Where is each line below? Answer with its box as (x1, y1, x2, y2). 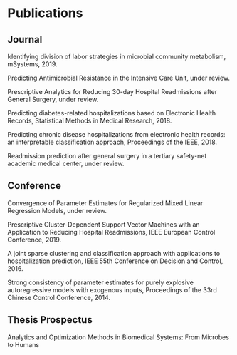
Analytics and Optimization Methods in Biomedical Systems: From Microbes (7, 333, 230, 341)
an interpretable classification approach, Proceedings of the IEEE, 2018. (7, 138, 218, 146)
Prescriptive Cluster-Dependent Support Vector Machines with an (7, 220, 201, 229)
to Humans (7, 340, 40, 349)
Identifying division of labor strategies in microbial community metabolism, (7, 52, 226, 61)
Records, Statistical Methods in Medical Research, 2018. (7, 116, 172, 125)
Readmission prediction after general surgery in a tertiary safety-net (7, 152, 207, 160)
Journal (7, 34, 43, 46)
